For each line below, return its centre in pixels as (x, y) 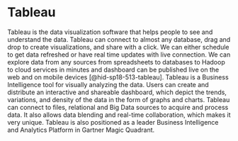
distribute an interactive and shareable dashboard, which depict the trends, (117, 92)
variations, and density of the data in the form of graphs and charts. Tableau (119, 99)
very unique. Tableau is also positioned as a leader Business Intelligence (113, 122)
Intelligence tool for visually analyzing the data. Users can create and (108, 84)
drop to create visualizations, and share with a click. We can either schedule (118, 47)
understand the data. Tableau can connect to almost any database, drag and (119, 39)
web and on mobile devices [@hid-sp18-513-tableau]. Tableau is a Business (118, 77)
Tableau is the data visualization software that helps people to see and (110, 32)
